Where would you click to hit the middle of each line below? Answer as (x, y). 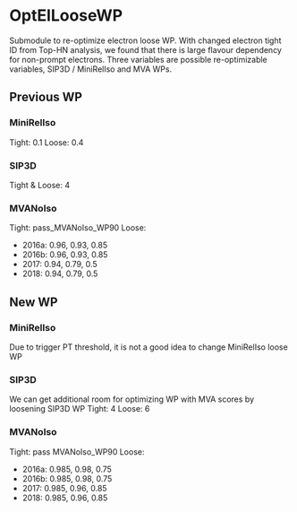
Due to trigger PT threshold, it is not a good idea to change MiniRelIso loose (148, 347)
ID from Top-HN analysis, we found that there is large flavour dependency (145, 49)
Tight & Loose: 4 (40, 185)
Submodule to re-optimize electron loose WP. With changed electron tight (145, 40)
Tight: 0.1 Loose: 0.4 (47, 142)
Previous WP (46, 97)
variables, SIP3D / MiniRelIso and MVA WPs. (91, 69)
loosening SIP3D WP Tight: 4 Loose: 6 (80, 409)
